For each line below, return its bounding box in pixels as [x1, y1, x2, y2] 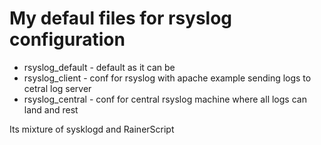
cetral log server [23, 82, 92, 94]
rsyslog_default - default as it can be [23, 61, 176, 73]
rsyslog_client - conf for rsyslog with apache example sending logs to [23, 72, 312, 84]
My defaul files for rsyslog [9, 7, 233, 30]
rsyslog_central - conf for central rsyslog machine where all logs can [23, 93, 307, 105]
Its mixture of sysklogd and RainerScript [9, 123, 175, 135]
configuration [9, 28, 126, 51]
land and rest [23, 103, 79, 116]
